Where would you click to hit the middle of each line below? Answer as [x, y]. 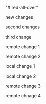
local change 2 [21, 76]
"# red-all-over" [22, 7]
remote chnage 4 [23, 96]
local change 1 [20, 66]
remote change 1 [23, 47]
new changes [19, 17]
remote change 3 [23, 86]
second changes [23, 27]
